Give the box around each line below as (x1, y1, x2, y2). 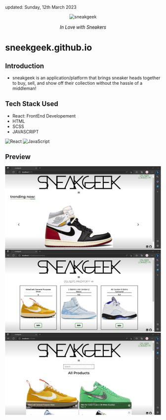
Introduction (5, 61, 44, 70)
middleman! (12, 85, 37, 91)
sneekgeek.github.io (5, 42, 92, 54)
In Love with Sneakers (59, 24, 107, 30)
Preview (5, 153, 31, 161)
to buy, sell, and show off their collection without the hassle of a (12, 80, 143, 86)
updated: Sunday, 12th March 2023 (5, 4, 77, 10)
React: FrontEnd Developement (12, 113, 76, 119)
